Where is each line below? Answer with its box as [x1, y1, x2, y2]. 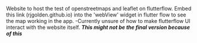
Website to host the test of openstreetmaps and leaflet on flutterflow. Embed [6, 5, 192, 12]
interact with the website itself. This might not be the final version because [6, 24, 190, 31]
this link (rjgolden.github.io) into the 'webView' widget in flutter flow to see [6, 11, 186, 18]
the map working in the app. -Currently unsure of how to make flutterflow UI [6, 18, 191, 24]
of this [6, 30, 22, 37]
